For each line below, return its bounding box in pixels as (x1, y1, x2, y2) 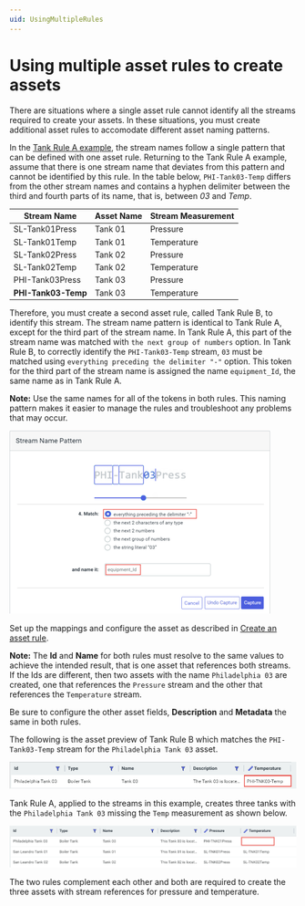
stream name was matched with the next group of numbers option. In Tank (9, 337, 291, 348)
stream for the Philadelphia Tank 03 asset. (56, 744, 219, 755)
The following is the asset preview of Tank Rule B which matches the (9, 734, 268, 745)
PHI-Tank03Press (13, 275, 82, 286)
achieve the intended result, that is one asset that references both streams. (9, 660, 291, 671)
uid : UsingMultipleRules (9, 15, 104, 24)
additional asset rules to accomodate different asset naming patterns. (9, 124, 270, 135)
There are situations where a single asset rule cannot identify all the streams (9, 105, 296, 116)
